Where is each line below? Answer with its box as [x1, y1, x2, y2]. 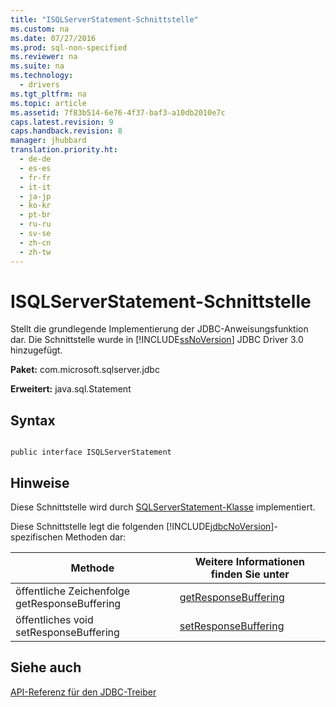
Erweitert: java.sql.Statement [10, 383, 132, 395]
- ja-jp [19, 191, 52, 201]
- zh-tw [19, 247, 52, 257]
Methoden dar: [64, 531, 127, 543]
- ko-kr [19, 201, 52, 211]
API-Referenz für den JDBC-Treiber [10, 686, 157, 698]
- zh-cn [19, 237, 52, 248]
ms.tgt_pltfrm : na [10, 89, 87, 99]
